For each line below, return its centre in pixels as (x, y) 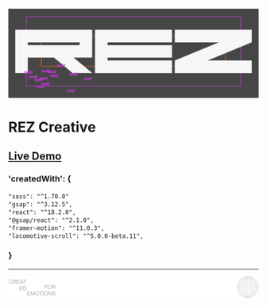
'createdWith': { (40, 179)
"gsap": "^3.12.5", (41, 204)
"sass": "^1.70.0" (39, 196)
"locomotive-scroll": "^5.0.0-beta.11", (76, 236)
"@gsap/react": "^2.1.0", (51, 220)
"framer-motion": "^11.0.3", (56, 228)
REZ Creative (52, 127)
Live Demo (35, 157)
